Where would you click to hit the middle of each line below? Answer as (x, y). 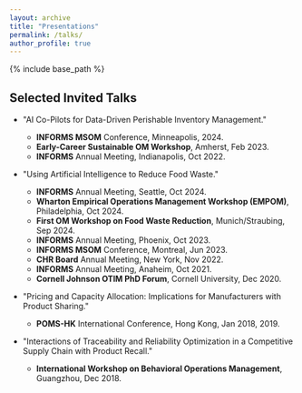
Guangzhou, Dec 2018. (79, 378)
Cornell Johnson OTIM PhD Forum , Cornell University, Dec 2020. (159, 279)
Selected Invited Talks (73, 98)
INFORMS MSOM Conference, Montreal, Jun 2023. (132, 250)
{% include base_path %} (57, 69)
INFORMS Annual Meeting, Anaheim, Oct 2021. (124, 269)
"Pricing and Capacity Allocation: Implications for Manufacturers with (151, 297)
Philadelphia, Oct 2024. (80, 211)
